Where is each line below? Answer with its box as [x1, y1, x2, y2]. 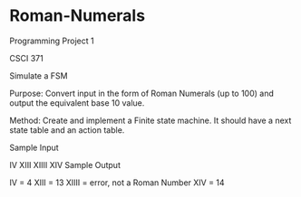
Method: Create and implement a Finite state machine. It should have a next [9, 115, 292, 126]
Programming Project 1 [9, 35, 94, 46]
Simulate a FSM [9, 70, 68, 81]
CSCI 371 [9, 52, 44, 63]
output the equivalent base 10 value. [9, 97, 145, 108]
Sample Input [9, 142, 59, 153]
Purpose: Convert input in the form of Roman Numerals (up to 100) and [9, 88, 275, 98]
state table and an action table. [9, 124, 125, 136]
